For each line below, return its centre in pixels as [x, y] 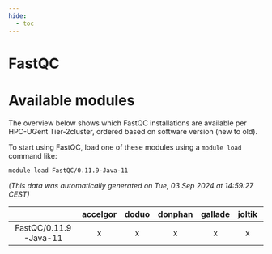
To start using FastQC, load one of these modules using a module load [125, 147]
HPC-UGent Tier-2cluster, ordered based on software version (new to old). [133, 131]
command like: [33, 155]
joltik [247, 214]
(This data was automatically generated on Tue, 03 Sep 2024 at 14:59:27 [131, 185]
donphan [175, 214]
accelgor [100, 214]
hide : [17, 16]
